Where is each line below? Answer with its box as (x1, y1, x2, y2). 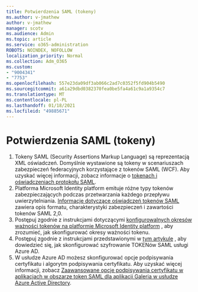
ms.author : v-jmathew (6, 14, 60, 20)
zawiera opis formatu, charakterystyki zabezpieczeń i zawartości (14, 204, 173, 211)
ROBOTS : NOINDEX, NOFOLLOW (6, 47, 73, 53)
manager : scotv (6, 25, 44, 31)
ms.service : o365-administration (6, 42, 89, 48)
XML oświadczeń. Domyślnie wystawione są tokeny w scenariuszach (14, 160, 184, 167)
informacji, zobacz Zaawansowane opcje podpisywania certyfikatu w (14, 266, 184, 274)
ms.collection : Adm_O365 (6, 58, 67, 64)
